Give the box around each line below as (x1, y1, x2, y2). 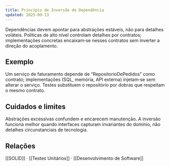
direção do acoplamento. (5, 43, 58, 49)
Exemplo (5, 57, 34, 66)
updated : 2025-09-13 (5, 12, 50, 17)
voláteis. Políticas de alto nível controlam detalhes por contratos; (5, 32, 142, 38)
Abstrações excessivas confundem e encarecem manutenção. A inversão (5, 116, 161, 122)
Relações (5, 141, 36, 150)
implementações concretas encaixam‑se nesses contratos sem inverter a (5, 37, 160, 44)
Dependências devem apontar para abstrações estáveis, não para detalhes (5, 26, 164, 32)
